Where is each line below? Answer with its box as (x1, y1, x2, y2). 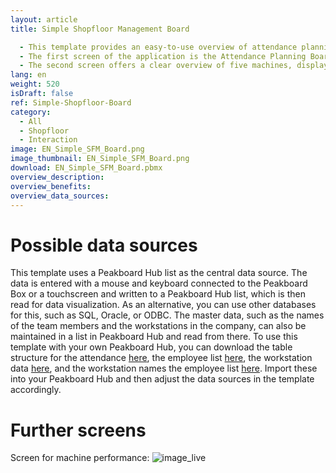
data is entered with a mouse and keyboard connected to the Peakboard (10, 277, 308, 290)
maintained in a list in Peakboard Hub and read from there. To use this (10, 331, 298, 343)
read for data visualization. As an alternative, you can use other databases (10, 299, 317, 311)
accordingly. (10, 384, 62, 396)
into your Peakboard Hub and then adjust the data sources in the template (10, 373, 315, 385)
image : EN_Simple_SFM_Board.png (10, 144, 145, 155)
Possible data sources (10, 234, 198, 256)
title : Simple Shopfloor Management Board (10, 24, 190, 34)
